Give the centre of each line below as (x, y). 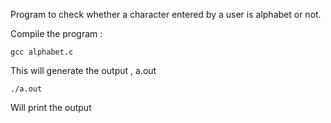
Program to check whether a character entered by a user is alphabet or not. (166, 14)
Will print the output (51, 107)
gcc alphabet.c (42, 52)
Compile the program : (56, 33)
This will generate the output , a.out (83, 70)
